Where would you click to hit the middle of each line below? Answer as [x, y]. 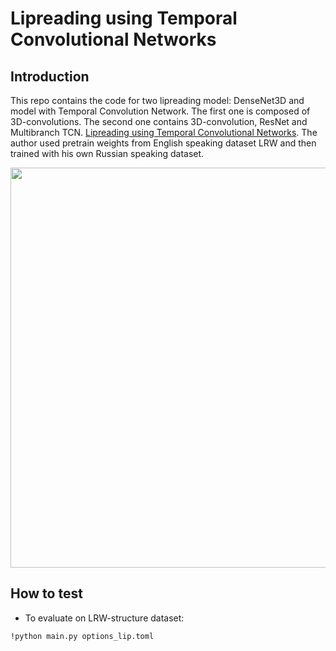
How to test [46, 593]
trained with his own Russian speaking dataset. [107, 153]
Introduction [50, 76]
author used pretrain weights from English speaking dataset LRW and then [163, 143]
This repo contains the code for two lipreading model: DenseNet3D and [157, 100]
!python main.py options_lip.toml [82, 636]
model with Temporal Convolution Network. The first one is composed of [160, 111]
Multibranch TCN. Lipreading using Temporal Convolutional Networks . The [164, 132]
